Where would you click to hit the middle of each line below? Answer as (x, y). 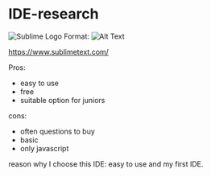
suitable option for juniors (62, 100)
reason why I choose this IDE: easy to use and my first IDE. (106, 164)
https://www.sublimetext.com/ (58, 51)
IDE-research (54, 14)
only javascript (44, 148)
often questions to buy (57, 131)
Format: (77, 36)
